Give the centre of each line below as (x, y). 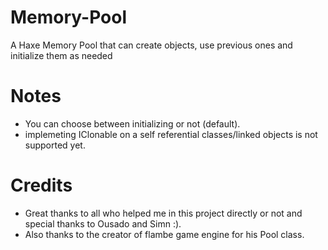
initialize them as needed (61, 55)
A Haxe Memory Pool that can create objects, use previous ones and (151, 45)
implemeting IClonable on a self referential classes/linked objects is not (171, 134)
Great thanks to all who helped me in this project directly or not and (163, 213)
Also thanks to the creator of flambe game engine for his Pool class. (164, 234)
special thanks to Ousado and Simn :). (103, 223)
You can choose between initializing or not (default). (132, 123)
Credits (41, 185)
